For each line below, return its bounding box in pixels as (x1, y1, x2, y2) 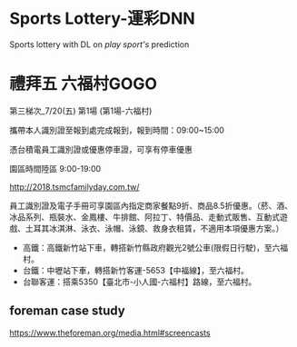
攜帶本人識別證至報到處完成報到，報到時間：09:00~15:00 (9, 124, 225, 135)
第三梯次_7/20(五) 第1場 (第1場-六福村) (9, 105, 153, 116)
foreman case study (9, 303, 125, 319)
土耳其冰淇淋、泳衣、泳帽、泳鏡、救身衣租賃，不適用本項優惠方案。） (25, 223, 284, 233)
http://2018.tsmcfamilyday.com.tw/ (9, 181, 140, 192)
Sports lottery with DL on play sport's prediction (9, 38, 190, 50)
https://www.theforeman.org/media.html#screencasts (9, 327, 211, 338)
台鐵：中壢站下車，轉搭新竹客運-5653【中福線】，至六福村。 (22, 264, 250, 275)
